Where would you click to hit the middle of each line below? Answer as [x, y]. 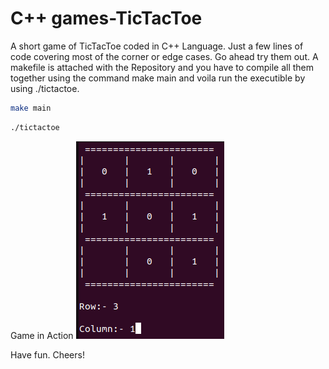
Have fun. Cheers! [47, 354]
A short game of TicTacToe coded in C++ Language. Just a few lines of [157, 46]
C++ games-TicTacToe [106, 18]
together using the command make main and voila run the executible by [158, 78]
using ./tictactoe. [45, 88]
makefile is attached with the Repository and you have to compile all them [162, 67]
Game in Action [42, 335]
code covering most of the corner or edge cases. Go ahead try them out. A [164, 56]
